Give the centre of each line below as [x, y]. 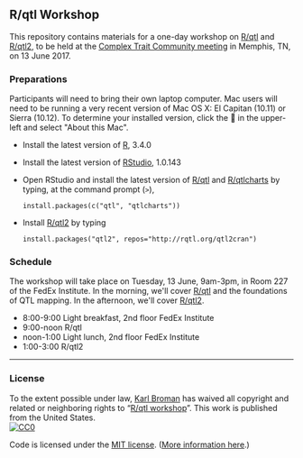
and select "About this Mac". [76, 128]
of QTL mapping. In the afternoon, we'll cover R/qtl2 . [107, 300]
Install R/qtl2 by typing [64, 223]
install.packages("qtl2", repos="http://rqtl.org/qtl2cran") [140, 239]
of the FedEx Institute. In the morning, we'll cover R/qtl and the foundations [148, 291]
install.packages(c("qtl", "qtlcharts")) [101, 206]
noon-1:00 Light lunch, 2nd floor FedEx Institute [111, 337]
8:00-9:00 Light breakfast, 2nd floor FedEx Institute [118, 318]
